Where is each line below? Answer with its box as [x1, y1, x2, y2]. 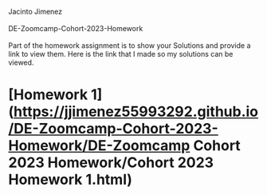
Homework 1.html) [8, 171, 133, 189]
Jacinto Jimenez [8, 7, 63, 16]
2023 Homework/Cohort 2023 [8, 153, 214, 172]
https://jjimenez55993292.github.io [13, 103, 259, 121]
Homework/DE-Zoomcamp [8, 137, 190, 155]
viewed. [8, 58, 34, 67]
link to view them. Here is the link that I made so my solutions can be [8, 50, 234, 58]
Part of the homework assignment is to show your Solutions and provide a [8, 41, 251, 50]
